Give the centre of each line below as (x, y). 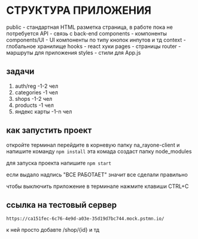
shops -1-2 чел (33, 98)
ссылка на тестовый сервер (62, 205)
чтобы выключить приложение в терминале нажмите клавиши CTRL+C (98, 186)
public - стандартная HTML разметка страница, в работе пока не (90, 27)
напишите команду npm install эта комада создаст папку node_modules (99, 151)
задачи (20, 72)
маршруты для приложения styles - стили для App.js (74, 52)
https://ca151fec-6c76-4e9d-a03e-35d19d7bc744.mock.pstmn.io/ (85, 219)
